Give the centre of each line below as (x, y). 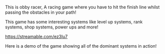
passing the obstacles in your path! (41, 12)
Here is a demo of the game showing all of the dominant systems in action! (81, 46)
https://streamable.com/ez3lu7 (36, 37)
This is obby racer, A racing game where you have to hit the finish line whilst (82, 7)
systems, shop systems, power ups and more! (52, 27)
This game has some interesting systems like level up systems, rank (74, 22)
